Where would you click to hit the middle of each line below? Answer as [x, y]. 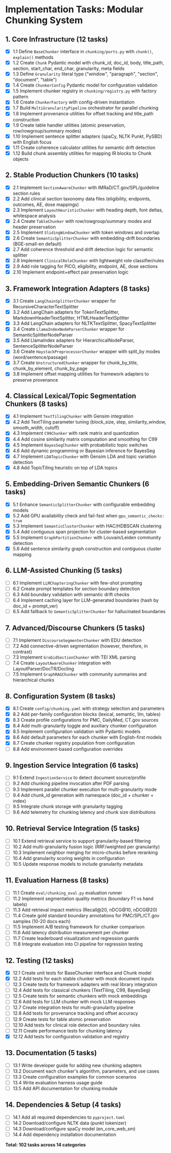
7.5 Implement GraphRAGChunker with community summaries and [80, 674]
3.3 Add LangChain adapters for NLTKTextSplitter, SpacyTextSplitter [84, 323]
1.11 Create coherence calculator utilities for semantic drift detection [84, 148]
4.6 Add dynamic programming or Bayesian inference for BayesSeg [84, 450]
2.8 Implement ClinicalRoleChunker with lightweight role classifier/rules [88, 260]
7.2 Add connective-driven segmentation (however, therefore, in [80, 646]
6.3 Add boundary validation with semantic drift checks [71, 594]
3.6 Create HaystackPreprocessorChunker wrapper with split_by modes [86, 351]
